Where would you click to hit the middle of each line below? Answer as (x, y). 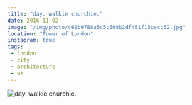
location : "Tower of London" (50, 34)
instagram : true (31, 40)
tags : (15, 47)
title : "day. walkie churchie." (55, 14)
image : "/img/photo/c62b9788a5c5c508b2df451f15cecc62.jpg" (97, 27)
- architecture (33, 67)
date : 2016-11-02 (33, 21)
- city (20, 60)
